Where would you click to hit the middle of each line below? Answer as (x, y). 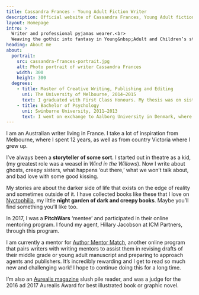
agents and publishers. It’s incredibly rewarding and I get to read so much (96, 261)
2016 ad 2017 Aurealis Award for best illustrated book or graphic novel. (92, 286)
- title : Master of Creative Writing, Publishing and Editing (95, 89)
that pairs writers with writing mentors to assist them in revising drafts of (95, 249)
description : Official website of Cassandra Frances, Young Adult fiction (100, 17)
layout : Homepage (28, 23)
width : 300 (30, 72)
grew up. (17, 146)
